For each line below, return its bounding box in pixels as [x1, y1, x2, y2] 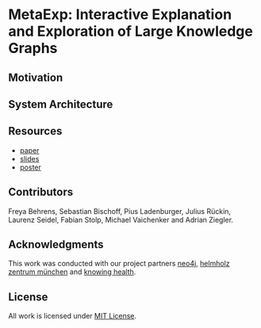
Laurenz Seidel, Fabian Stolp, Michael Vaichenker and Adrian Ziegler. [8, 215, 234, 224]
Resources [8, 124, 63, 138]
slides [19, 154, 40, 163]
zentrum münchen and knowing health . [8, 267, 136, 277]
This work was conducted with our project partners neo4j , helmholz [8, 259, 230, 269]
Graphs [8, 40, 58, 57]
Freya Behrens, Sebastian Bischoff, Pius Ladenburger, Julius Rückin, [8, 206, 232, 215]
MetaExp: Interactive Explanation [8, 6, 232, 24]
